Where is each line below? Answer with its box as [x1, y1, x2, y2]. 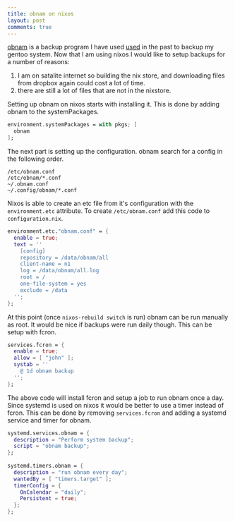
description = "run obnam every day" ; [13, 468, 128, 476]
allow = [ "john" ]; [13, 354, 74, 362]
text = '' [13, 241, 42, 248]
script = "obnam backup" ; [13, 442, 90, 450]
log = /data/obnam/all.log [20, 267, 100, 274]
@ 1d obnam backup [20, 368, 74, 375]
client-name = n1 [20, 260, 71, 268]
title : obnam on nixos [7, 10, 74, 18]
